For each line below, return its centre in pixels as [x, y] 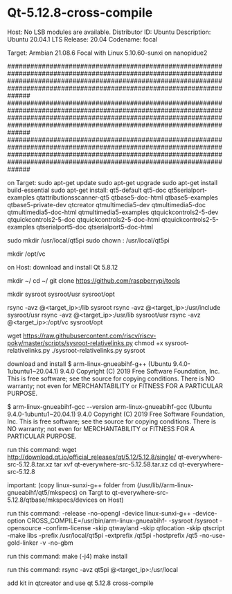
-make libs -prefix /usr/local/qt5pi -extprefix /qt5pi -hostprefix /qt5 [102, 535]
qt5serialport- [188, 190]
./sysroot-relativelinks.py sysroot [98, 350]
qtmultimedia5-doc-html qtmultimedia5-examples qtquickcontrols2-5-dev [113, 212]
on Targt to [95, 492]
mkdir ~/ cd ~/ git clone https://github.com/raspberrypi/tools [94, 280]
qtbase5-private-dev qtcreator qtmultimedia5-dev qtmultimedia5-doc [107, 204]
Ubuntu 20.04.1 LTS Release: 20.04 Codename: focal [82, 39]
